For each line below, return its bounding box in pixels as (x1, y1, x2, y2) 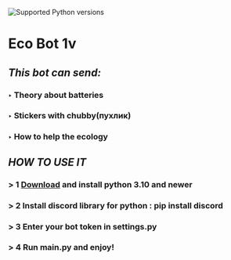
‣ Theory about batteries (8, 89, 104, 100)
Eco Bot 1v (8, 35, 77, 52)
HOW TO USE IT (8, 155, 87, 168)
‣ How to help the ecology (8, 132, 108, 143)
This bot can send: (8, 66, 102, 79)
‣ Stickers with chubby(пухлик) (8, 110, 132, 121)
